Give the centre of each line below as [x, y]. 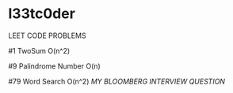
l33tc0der [42, 14]
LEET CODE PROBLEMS [47, 35]
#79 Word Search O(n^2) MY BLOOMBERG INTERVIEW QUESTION [117, 81]
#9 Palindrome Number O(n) [54, 66]
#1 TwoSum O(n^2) [39, 50]
